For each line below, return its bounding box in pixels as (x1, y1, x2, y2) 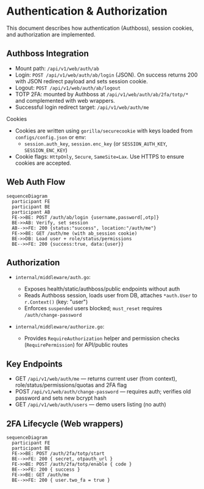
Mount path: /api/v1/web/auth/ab (15, 64, 99, 72)
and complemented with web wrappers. (15, 97, 116, 104)
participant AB (12, 209, 51, 215)
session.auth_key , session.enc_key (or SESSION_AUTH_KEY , (24, 140, 167, 147)
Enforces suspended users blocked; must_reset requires (24, 305, 163, 312)
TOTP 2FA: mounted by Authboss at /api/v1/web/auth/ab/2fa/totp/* (15, 90, 189, 98)
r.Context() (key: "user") (24, 298, 88, 305)
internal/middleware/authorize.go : (15, 323, 105, 330)
